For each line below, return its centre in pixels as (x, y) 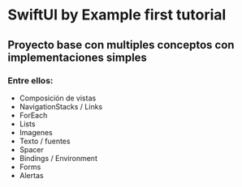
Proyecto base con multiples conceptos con (121, 45)
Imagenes (36, 132)
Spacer (31, 149)
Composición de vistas (58, 98)
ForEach (33, 115)
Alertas (31, 175)
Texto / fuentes (45, 141)
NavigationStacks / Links (61, 106)
